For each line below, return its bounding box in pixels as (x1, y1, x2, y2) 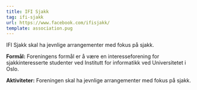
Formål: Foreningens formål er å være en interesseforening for (6, 53, 160, 60)
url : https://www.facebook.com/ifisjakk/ (6, 20, 110, 25)
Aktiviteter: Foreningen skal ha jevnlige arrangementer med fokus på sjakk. (6, 77, 192, 84)
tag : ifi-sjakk (6, 14, 44, 20)
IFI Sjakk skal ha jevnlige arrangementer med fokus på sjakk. (6, 41, 154, 49)
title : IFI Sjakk (6, 8, 49, 15)
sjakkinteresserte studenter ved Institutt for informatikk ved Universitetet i (6, 59, 186, 66)
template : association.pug (6, 25, 73, 31)
